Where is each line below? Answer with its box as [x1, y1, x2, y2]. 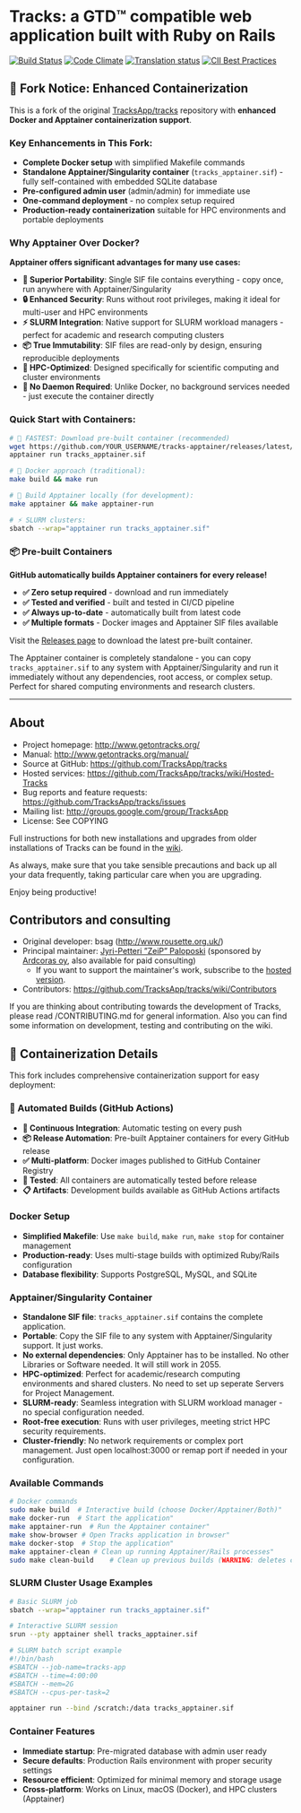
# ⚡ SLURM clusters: [9, 516, 87, 525]
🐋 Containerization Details [9, 1046, 159, 1062]
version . [35, 975, 66, 985]
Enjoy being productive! [9, 886, 97, 898]
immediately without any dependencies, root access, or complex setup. [9, 671, 273, 682]
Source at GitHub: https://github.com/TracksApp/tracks [21, 758, 228, 768]
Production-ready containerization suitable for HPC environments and [21, 204, 287, 216]
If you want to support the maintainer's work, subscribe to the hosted [35, 965, 292, 976]
